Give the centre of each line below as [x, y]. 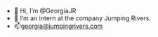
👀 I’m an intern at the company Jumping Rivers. [82, 18]
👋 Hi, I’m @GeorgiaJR [45, 11]
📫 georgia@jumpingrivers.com [58, 26]
